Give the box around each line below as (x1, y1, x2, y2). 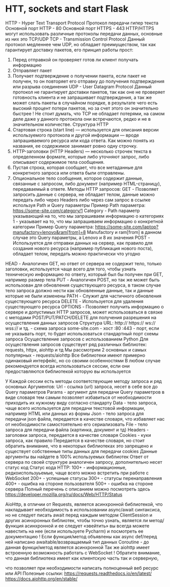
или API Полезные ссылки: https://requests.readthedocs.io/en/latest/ (5, 570, 152, 576)
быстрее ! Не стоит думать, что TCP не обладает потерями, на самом (12, 110, 165, 117)
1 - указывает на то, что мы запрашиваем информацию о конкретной (12, 218, 163, 224)
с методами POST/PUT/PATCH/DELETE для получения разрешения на (5, 314, 156, 320)
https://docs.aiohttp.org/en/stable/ (5, 575, 78, 581)
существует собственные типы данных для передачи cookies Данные (5, 448, 157, 454)
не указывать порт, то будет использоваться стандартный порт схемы (5, 330, 159, 336)
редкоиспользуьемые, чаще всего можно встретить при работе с (5, 470, 149, 476)
